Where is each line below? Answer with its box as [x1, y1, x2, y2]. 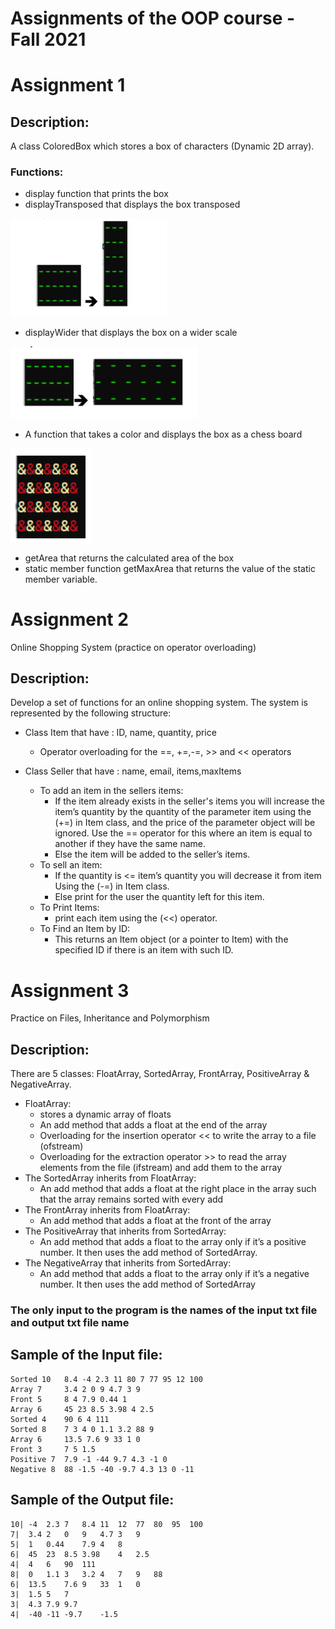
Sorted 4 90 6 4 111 [10, 1414, 110, 1424]
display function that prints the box [24, 188, 169, 200]
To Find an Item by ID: [39, 923, 131, 935]
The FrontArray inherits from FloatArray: [24, 1204, 191, 1216]
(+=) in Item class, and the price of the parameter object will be [54, 817, 316, 829]
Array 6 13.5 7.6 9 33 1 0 [10, 1434, 141, 1444]
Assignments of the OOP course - [10, 7, 296, 30]
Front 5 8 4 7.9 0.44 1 [10, 1394, 128, 1404]
